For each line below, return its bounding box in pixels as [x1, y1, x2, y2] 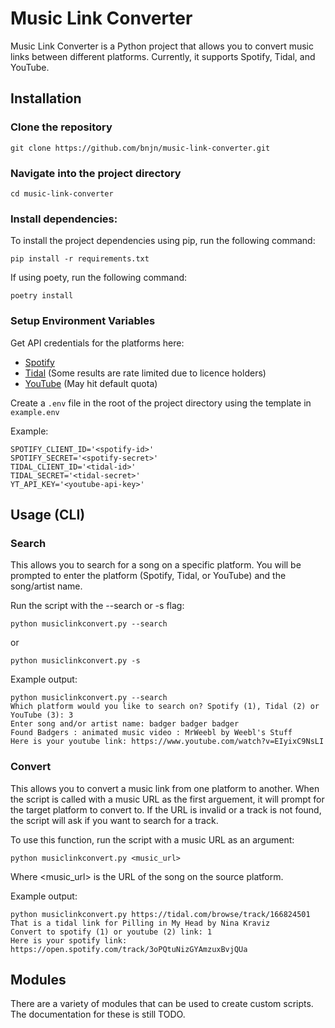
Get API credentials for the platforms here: [10, 337, 185, 349]
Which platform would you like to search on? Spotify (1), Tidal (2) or [10, 702, 320, 712]
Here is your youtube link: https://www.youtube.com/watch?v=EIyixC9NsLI [10, 737, 325, 747]
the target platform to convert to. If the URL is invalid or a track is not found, [10, 803, 322, 816]
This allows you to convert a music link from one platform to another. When [10, 782, 320, 794]
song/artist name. [10, 580, 83, 592]
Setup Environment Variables [10, 314, 156, 328]
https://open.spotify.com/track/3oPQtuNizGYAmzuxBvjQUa [10, 944, 248, 954]
